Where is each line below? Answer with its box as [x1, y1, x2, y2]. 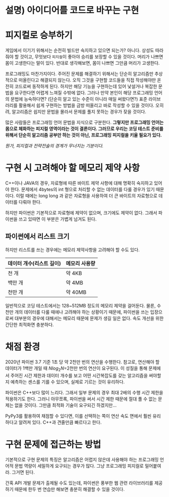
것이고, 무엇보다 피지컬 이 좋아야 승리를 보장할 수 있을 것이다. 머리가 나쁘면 [20, 54, 163, 60]
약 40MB [66, 289, 87, 296]
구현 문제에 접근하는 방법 [5, 438, 101, 450]
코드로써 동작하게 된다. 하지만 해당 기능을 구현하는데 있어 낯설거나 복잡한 [14, 83, 157, 89]
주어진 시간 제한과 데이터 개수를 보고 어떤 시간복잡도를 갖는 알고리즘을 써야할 [10, 372, 161, 378]
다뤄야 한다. [18, 199, 42, 205]
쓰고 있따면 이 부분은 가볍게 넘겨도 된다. [18, 216, 97, 222]
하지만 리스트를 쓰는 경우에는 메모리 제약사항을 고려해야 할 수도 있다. [5, 246, 140, 253]
